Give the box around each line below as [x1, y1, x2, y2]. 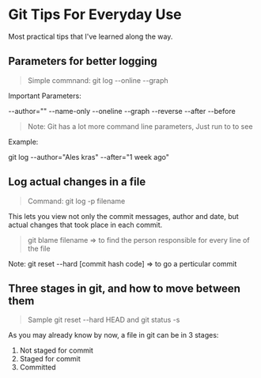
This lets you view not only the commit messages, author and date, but [8, 211, 239, 221]
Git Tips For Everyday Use [8, 6, 182, 24]
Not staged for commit [19, 346, 93, 355]
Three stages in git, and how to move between [8, 282, 241, 295]
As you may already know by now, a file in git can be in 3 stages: [8, 331, 219, 340]
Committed [19, 362, 57, 372]
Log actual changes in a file [8, 176, 146, 189]
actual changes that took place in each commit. [8, 220, 163, 229]
